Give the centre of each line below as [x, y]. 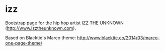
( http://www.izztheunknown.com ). [41, 28]
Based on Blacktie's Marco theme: [41, 38]
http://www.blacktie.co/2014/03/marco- [118, 38]
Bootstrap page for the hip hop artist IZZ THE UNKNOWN [65, 23]
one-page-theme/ [24, 43]
